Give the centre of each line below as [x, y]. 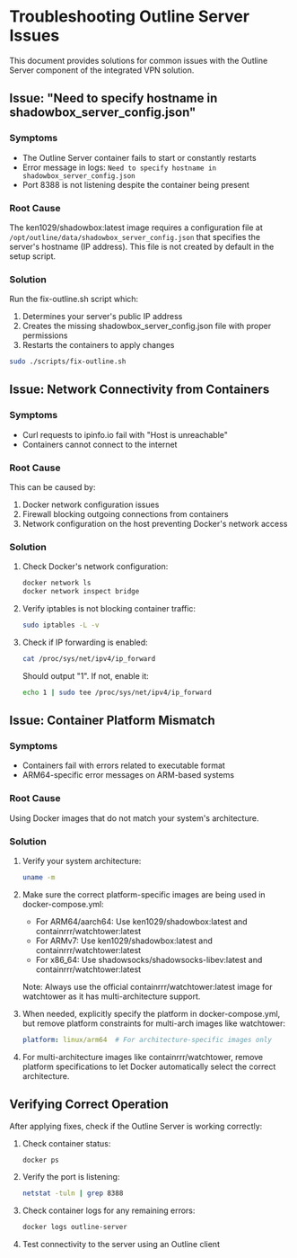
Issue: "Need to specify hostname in [114, 98]
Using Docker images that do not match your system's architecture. [134, 818]
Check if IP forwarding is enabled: [85, 642]
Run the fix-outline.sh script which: [74, 299]
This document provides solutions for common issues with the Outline [139, 60]
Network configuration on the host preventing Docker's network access [155, 524]
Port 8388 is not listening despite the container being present [135, 184]
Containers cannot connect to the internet [100, 444]
